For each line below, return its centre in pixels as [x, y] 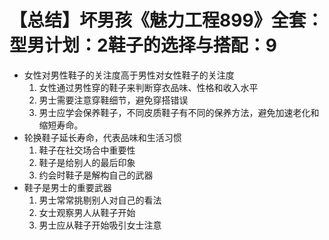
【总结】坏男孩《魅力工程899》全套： [166, 20]
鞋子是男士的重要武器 [67, 187]
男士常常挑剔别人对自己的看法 [100, 200]
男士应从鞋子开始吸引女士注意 [100, 225]
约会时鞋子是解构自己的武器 [96, 175]
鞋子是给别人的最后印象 [87, 162]
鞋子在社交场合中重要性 [87, 150]
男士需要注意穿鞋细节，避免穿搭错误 [113, 100]
